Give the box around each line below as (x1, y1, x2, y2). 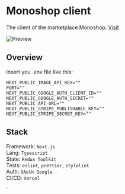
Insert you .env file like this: (6, 68, 73, 75)
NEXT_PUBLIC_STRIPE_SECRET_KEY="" (6, 111, 92, 117)
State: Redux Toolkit (6, 155, 57, 163)
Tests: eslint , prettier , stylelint (6, 161, 89, 168)
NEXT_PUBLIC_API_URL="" (6, 100, 65, 106)
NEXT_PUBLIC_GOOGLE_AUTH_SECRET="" (6, 95, 94, 101)
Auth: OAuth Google (6, 168, 53, 175)
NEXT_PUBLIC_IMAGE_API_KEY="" (6, 79, 81, 85)
